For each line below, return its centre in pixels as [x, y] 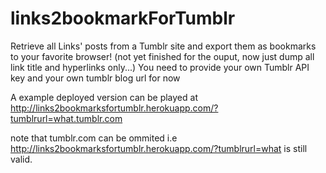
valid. [21, 159]
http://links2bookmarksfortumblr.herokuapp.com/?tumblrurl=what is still [159, 148]
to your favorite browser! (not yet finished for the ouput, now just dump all [162, 56]
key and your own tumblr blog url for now [95, 78]
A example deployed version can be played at [104, 97]
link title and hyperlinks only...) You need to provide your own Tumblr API [160, 67]
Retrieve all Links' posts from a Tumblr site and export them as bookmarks [163, 46]
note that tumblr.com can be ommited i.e [94, 138]
